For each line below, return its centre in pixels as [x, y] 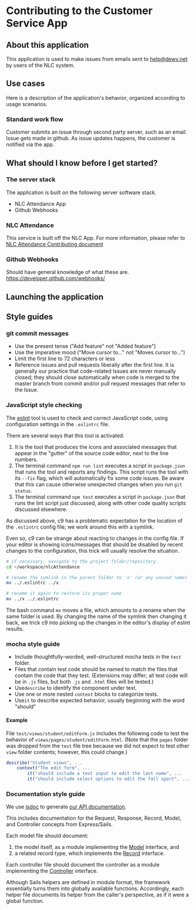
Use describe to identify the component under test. [76, 688]
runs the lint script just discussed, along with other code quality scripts [100, 503]
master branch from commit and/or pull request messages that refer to [100, 384]
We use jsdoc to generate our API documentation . [66, 807]
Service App [37, 23]
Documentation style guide [46, 794]
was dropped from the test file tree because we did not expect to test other [98, 746]
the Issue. [26, 390]
